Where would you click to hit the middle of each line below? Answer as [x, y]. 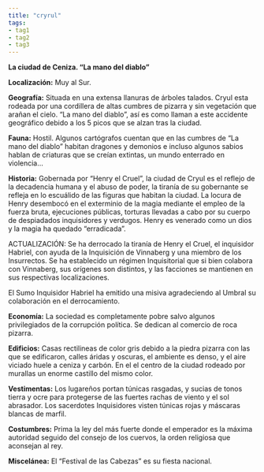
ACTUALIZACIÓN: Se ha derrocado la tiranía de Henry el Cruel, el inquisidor [131, 244]
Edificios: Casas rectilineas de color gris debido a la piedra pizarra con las [129, 348]
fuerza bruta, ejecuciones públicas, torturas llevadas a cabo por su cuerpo [129, 212]
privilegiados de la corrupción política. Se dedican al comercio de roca [123, 325]
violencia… [26, 163]
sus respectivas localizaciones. [59, 277]
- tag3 [19, 45]
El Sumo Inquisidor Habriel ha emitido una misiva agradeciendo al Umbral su [132, 293]
